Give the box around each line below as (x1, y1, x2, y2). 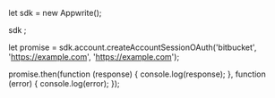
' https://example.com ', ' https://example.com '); (8, 52, 180, 61)
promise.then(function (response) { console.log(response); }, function (8, 69, 266, 79)
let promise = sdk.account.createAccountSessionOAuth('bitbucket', (8, 42, 257, 53)
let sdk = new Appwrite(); (8, 8, 102, 18)
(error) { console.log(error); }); (8, 78, 120, 88)
